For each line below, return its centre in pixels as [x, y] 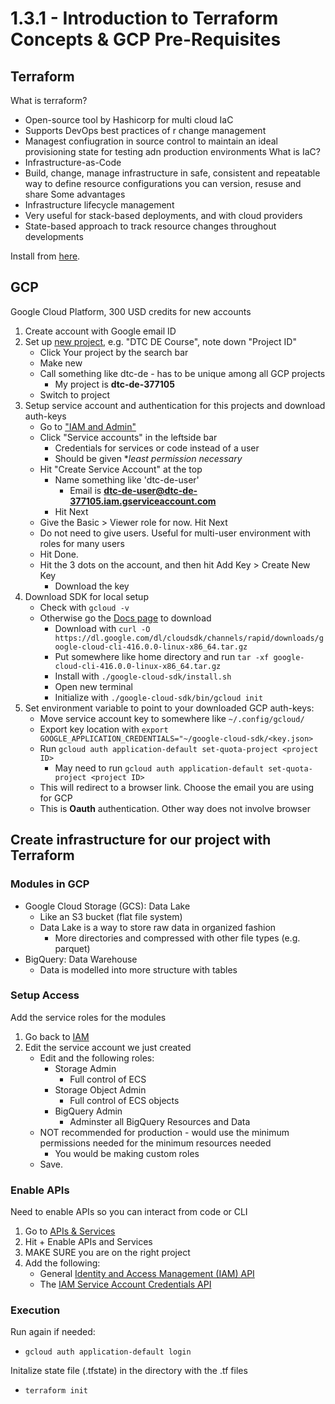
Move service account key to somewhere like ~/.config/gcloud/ [172, 718]
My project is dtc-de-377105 [114, 384]
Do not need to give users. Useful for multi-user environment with [175, 533]
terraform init [56, 1391]
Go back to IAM [57, 1036]
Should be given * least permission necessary [148, 458]
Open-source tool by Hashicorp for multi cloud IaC [129, 120]
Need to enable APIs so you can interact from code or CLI [129, 1212]
